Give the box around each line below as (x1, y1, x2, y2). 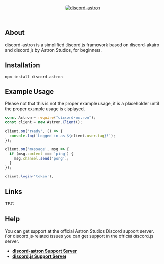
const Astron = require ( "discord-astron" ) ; (5, 116, 96, 120)
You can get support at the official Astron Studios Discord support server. (5, 228, 154, 234)
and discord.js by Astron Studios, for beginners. (5, 47, 102, 53)
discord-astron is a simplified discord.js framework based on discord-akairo (5, 42, 159, 48)
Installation (5, 61, 40, 70)
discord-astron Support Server (12, 248, 77, 254)
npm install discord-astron (5, 74, 63, 79)
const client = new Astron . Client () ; (5, 120, 83, 125)
